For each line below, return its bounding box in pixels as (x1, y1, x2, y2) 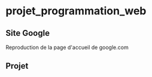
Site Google (5, 28, 50, 38)
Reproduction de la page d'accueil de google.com (5, 44, 129, 51)
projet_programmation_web (5, 4, 147, 18)
